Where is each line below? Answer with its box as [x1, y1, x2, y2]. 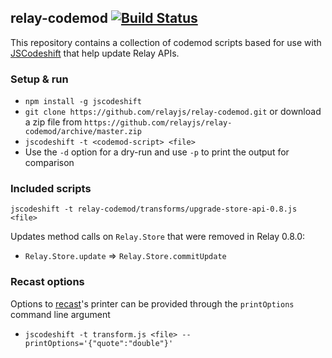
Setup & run [10, 72, 69, 86]
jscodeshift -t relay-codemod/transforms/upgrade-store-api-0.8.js [10, 204, 298, 215]
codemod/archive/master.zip [24, 127, 142, 137]
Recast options [10, 275, 85, 289]
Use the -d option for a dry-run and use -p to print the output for [24, 146, 290, 158]
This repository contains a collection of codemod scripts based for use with [10, 36, 322, 48]
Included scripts [10, 182, 92, 196]
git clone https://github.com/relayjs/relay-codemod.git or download [24, 106, 322, 118]
